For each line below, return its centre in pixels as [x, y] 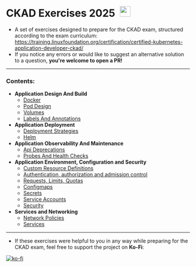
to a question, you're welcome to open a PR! [68, 60]
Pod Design [37, 106]
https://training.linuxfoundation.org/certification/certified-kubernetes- [99, 41]
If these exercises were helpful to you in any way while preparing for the [101, 241]
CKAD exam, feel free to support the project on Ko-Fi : [79, 247]
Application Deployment [45, 125]
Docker [32, 100]
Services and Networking [46, 212]
